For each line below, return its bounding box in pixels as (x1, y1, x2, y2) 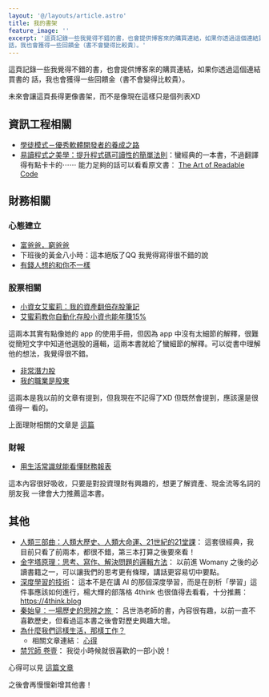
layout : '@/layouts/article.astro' (8, 11, 127, 20)
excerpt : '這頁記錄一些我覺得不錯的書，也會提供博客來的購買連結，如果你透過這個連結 (8, 34, 259, 42)
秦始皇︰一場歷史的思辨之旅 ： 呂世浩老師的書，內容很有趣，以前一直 (19, 606, 249, 615)
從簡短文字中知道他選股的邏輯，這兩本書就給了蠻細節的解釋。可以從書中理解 (8, 338, 261, 348)
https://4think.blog (19, 596, 82, 606)
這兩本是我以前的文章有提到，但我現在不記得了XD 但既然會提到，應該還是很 (8, 393, 259, 402)
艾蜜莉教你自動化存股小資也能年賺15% (19, 312, 147, 321)
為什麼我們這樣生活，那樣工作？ (19, 626, 126, 635)
